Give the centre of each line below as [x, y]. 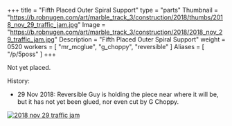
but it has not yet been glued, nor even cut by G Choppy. [98, 102]
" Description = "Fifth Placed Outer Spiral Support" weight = [140, 39]
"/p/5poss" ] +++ [32, 54]
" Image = [91, 25]
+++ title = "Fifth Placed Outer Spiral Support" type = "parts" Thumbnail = [113, 10]
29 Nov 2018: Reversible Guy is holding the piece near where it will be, [118, 94]
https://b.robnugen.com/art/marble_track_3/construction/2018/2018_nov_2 [116, 32]
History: [18, 81]
